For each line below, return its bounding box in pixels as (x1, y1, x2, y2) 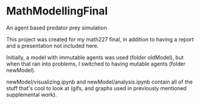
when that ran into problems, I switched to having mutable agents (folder (6, 60, 186, 67)
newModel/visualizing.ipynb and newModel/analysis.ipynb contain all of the (6, 78, 193, 85)
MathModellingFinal (6, 4, 108, 18)
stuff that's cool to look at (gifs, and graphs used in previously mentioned (6, 84, 187, 91)
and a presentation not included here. (6, 42, 99, 49)
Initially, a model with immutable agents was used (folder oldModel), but (6, 54, 184, 61)
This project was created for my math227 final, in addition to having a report (6, 35, 194, 43)
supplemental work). (6, 91, 57, 98)
